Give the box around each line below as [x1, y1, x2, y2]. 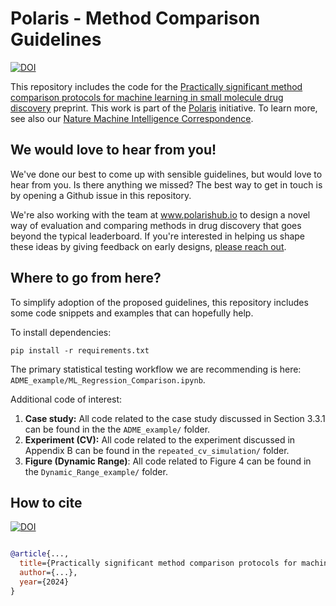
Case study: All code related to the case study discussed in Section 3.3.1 [24, 412, 326, 424]
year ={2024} [19, 577, 70, 587]
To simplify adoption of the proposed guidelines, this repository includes [10, 296, 309, 308]
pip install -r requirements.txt [10, 345, 150, 356]
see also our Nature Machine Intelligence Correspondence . [10, 112, 254, 124]
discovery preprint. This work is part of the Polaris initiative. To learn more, [10, 102, 318, 114]
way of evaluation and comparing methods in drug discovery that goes [10, 219, 302, 231]
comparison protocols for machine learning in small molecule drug [10, 91, 284, 103]
